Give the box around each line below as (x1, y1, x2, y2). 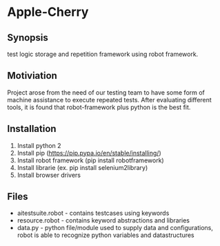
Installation (7, 123, 57, 135)
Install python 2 (17, 141, 61, 149)
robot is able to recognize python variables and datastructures (17, 231, 194, 239)
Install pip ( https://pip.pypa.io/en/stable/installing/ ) (17, 149, 162, 157)
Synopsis (7, 32, 48, 44)
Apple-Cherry (7, 4, 89, 20)
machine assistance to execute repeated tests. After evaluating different (7, 95, 212, 104)
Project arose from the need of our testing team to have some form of (7, 88, 206, 97)
